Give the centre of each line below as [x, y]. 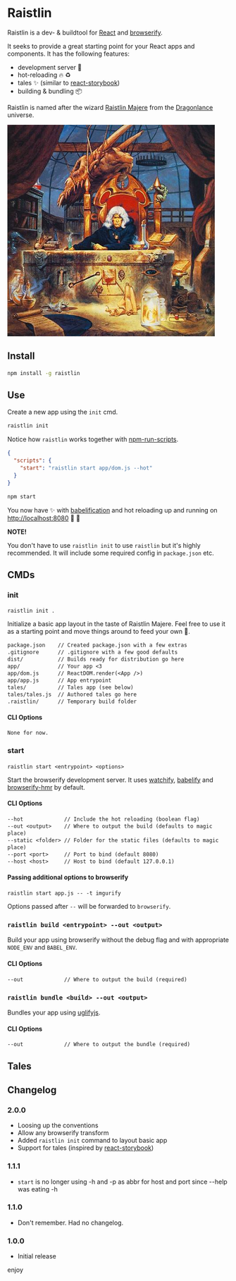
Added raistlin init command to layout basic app [92, 1141]
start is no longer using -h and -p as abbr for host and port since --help [122, 1182]
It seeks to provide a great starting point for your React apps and [101, 46]
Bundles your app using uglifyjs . [54, 1012]
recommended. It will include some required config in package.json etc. [111, 553]
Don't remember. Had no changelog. [70, 1222]
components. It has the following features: [69, 54]
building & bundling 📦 [50, 91]
